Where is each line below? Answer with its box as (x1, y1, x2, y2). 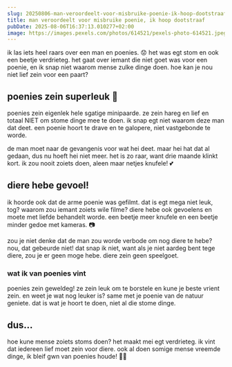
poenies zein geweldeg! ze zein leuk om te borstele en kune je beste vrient (7, 285, 220, 293)
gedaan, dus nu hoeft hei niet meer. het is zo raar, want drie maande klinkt (7, 152, 218, 160)
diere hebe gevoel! (7, 179, 90, 191)
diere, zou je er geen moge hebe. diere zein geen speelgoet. (7, 251, 180, 260)
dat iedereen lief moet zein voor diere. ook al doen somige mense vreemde (7, 344, 221, 353)
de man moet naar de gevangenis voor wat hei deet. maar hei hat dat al (7, 145, 210, 153)
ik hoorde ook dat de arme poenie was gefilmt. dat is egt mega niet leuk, (7, 198, 213, 206)
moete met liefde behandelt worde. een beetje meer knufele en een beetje (7, 213, 219, 221)
